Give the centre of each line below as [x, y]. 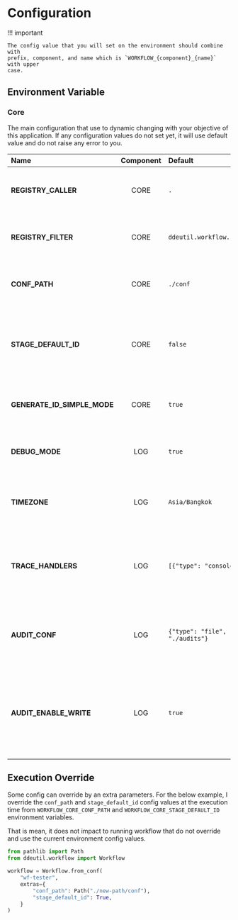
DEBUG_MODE [36, 451]
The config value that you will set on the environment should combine [115, 45]
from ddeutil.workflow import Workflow [66, 858]
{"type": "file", [197, 631]
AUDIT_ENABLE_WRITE [51, 712]
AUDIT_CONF [34, 634]
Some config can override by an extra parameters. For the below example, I [118, 795]
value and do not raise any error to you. [65, 142]
